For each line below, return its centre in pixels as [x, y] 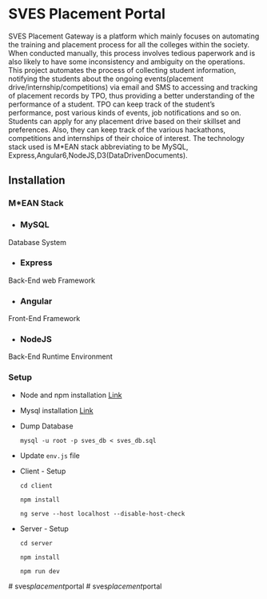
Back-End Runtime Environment [61, 356]
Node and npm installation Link [71, 395]
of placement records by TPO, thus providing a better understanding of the [132, 95]
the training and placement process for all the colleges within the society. [129, 44]
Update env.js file [50, 455]
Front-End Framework [44, 319]
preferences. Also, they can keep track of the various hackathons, [117, 130]
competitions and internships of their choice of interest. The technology [127, 138]
